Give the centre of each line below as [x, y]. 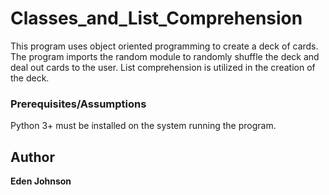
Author [32, 157]
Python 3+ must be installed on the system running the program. [143, 126]
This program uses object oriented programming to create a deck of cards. [164, 46]
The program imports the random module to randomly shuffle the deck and [165, 56]
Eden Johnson [41, 181]
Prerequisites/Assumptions [78, 104]
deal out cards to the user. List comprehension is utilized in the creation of [163, 67]
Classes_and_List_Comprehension [156, 18]
